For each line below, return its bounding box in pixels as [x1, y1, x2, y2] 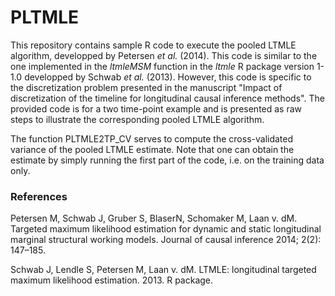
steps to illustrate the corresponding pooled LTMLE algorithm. [10, 113, 265, 125]
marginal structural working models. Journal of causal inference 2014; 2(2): [10, 234, 322, 246]
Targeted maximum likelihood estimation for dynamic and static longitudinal [10, 223, 322, 235]
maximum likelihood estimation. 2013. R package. [10, 274, 214, 286]
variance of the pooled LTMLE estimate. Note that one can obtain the [10, 143, 295, 155]
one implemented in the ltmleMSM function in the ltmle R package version [10, 60, 315, 72]
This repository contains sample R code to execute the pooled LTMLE [10, 39, 297, 51]
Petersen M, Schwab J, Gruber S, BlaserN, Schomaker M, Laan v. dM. [10, 212, 298, 225]
